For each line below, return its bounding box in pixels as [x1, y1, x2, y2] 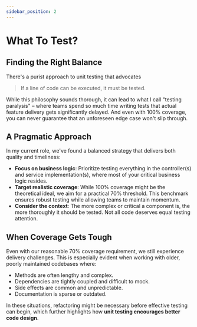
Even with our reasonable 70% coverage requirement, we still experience [6, 248, 184, 255]
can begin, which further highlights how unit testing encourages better [6, 308, 180, 315]
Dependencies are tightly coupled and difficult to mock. [14, 278, 150, 285]
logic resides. [14, 177, 48, 184]
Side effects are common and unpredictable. [14, 284, 123, 292]
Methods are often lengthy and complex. [14, 272, 114, 279]
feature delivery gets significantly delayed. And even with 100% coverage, [6, 108, 187, 115]
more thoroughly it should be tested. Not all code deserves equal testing [14, 209, 191, 216]
